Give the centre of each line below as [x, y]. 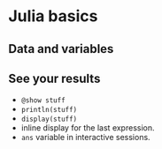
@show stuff [43, 101]
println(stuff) [49, 110]
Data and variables [61, 49]
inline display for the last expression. [88, 128]
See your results [54, 78]
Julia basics [53, 16]
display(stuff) [49, 119]
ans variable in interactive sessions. [86, 138]
